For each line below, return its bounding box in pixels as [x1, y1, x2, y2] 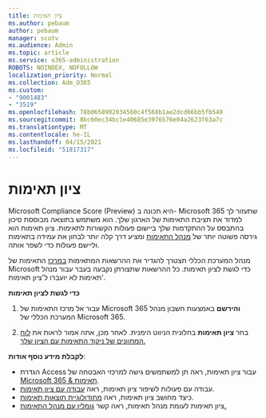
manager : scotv [8, 34, 59, 42]
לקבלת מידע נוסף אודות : [8, 352, 86, 361]
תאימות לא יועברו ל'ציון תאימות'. [8, 273, 106, 282]
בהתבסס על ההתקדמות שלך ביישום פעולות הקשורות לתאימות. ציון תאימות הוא [8, 223, 244, 233]
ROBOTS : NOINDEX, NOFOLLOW [8, 64, 98, 72]
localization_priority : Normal [8, 71, 113, 79]
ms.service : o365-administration [8, 57, 120, 65]
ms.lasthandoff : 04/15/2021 [8, 137, 102, 146]
